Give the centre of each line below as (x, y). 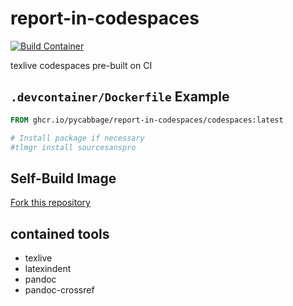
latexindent (48, 268)
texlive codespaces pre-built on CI (81, 65)
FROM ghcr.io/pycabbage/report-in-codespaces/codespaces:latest (147, 120)
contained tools (60, 233)
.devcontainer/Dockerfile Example (120, 97)
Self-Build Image (63, 178)
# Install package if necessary (77, 138)
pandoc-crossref (59, 290)
